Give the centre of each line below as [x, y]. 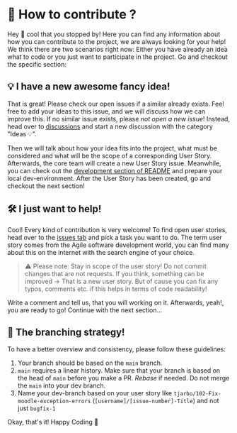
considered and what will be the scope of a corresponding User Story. [110, 155]
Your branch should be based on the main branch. [90, 363]
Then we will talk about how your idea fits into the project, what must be [112, 148]
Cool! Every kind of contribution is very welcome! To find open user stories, [117, 229]
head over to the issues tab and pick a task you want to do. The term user [115, 237]
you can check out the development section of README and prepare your [115, 170]
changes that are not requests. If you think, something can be [114, 273]
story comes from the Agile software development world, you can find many [118, 245]
